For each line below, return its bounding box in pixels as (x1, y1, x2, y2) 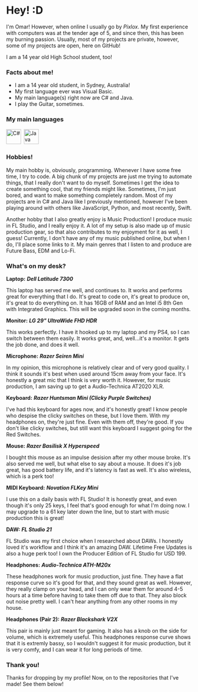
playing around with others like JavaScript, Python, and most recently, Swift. (6, 204, 192, 211)
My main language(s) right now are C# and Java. (14, 94, 134, 101)
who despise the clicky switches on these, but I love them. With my (6, 412, 170, 419)
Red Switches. (6, 431, 41, 438)
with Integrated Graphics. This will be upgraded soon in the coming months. (6, 306, 191, 313)
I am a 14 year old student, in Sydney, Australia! (14, 82, 130, 89)
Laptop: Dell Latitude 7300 (6, 276, 73, 283)
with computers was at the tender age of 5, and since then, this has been (6, 29, 184, 36)
